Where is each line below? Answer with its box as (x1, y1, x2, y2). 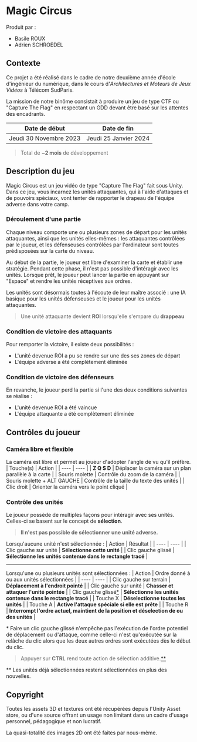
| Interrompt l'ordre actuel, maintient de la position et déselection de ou (6, 607, 184, 614)
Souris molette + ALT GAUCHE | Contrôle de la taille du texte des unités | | (6, 477, 185, 484)
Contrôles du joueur (6, 427, 81, 437)
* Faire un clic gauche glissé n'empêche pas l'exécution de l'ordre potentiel (6, 625, 188, 632)
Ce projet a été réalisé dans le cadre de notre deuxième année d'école (6, 73, 176, 81)
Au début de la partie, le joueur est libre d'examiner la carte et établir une (6, 259, 183, 266)
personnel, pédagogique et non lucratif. (6, 718, 101, 725)
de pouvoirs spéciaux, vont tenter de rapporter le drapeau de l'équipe (6, 194, 175, 201)
